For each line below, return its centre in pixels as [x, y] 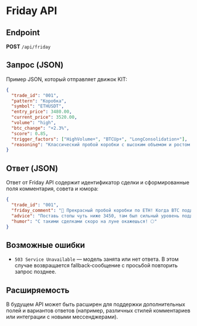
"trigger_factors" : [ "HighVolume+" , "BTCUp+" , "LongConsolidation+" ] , [99, 139]
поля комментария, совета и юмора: [52, 189]
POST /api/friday [28, 46]
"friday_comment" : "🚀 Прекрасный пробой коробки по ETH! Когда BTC [96, 210]
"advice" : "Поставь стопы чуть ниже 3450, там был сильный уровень [96, 216]
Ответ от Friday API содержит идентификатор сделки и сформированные [98, 183]
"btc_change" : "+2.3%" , [40, 128]
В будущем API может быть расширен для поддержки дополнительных [96, 304]
